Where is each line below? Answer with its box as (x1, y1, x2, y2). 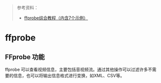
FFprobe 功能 (5, 53, 45, 61)
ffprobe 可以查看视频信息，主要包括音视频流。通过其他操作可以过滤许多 (5, 66, 148, 72)
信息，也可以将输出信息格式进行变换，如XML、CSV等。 (13, 73, 125, 78)
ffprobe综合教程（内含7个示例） (24, 15, 88, 21)
